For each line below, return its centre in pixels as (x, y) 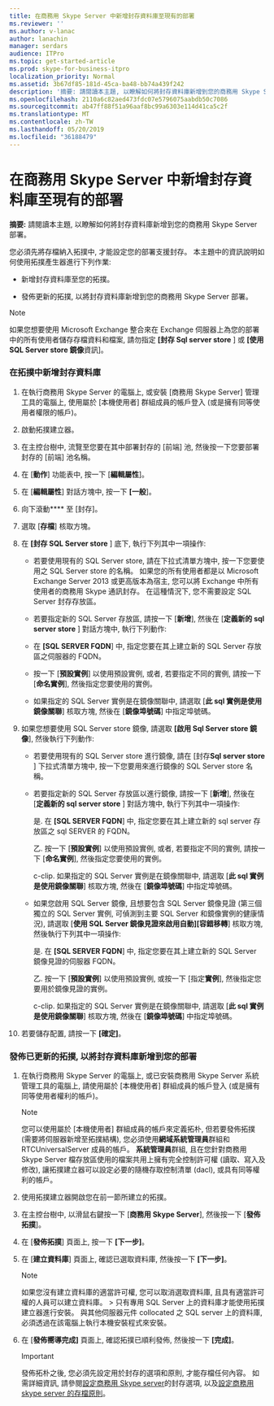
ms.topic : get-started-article (62, 62)
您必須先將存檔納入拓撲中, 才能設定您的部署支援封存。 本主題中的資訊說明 (133, 251)
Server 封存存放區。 (67, 601)
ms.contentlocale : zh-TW (51, 122)
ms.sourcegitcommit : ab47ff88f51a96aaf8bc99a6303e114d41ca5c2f (119, 107)
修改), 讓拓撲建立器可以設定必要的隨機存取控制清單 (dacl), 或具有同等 (137, 1170)
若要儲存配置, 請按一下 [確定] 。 (73, 1033)
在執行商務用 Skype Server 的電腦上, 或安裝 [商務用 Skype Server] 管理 (140, 392)
